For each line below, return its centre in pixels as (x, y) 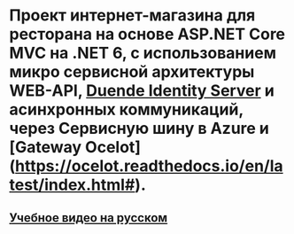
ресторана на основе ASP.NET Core (147, 34)
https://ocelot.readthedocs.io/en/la (149, 166)
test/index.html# (72, 185)
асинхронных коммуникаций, (126, 109)
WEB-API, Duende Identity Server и (142, 91)
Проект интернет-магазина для (132, 16)
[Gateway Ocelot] (75, 148)
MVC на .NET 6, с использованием (143, 53)
